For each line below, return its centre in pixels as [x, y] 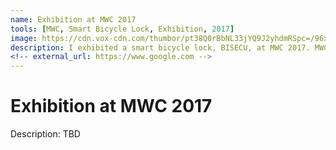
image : [24, 38]
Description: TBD [45, 134]
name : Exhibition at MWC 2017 [73, 19]
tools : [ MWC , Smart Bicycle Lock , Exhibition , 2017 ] [122, 29]
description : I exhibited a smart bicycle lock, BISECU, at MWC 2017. [160, 47]
